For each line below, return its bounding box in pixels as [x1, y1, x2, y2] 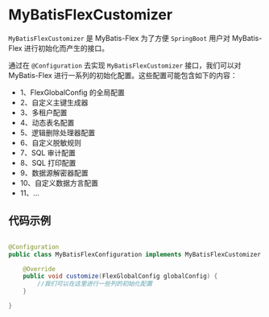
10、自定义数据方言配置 [19, 178, 99, 187]
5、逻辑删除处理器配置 [19, 127, 96, 138]
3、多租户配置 [19, 107, 68, 117]
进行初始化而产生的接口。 [23, 43, 110, 53]
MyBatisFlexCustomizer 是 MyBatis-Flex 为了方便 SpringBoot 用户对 [8, 33, 231, 43]
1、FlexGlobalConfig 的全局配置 [19, 87, 125, 97]
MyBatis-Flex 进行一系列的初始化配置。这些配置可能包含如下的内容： [8, 70, 238, 80]
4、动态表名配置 [19, 117, 75, 127]
